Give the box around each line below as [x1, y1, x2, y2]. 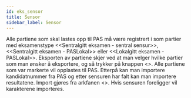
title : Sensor [6, 14, 41, 20]
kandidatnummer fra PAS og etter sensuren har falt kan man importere [6, 73, 176, 80]
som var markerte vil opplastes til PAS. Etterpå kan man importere [6, 67, 166, 74]
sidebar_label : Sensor [6, 19, 62, 25]
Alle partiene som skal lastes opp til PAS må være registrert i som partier [6, 36, 182, 43]
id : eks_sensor [6, 8, 43, 15]
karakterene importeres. [6, 86, 65, 93]
